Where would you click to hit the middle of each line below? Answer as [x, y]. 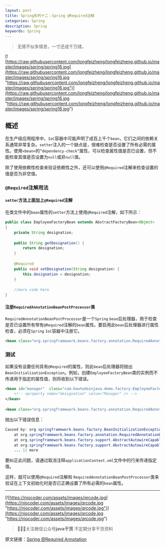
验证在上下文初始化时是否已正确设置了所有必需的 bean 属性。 [66, 483]
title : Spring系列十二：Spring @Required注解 [50, 16]
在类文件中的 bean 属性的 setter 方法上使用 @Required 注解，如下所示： [73, 212]
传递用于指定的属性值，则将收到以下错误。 [48, 379]
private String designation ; [44, 233]
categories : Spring [25, 21]
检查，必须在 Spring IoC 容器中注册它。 [44, 331]
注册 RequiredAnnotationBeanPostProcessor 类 [50, 307]
